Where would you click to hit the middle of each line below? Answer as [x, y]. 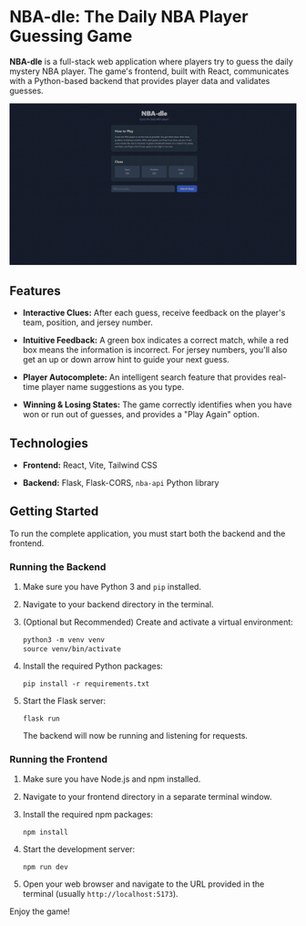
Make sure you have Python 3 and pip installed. [112, 587]
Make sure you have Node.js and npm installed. [112, 779]
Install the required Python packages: [93, 666]
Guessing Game [71, 36]
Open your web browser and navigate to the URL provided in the [143, 884]
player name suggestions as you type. [113, 387]
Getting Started [54, 512]
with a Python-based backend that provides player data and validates [140, 80]
